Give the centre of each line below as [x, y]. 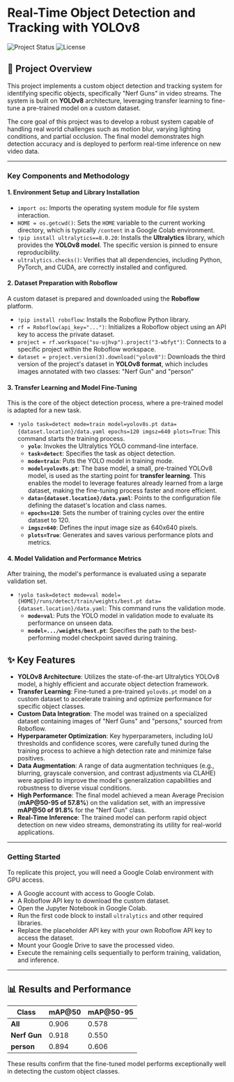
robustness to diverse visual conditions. [75, 788]
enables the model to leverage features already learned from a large [125, 483]
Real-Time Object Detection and [102, 13]
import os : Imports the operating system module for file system [108, 208]
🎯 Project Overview [50, 69]
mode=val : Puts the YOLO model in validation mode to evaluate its [120, 616]
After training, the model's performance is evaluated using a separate [107, 574]
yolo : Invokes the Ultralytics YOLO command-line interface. [113, 446]
